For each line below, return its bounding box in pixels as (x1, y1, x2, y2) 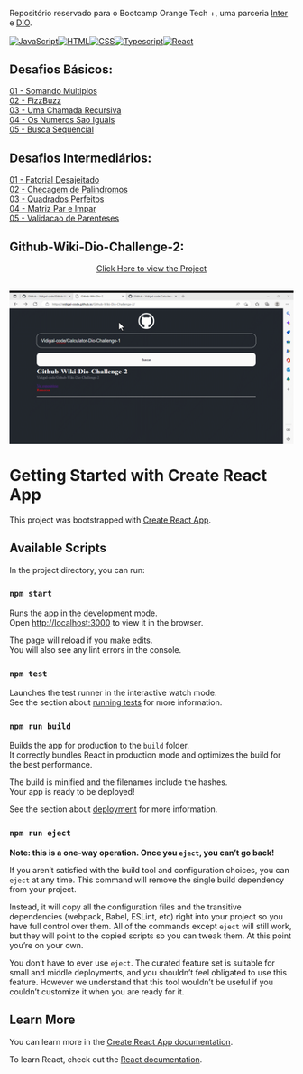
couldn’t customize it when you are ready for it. (9, 985, 185, 997)
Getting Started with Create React (9, 466, 268, 485)
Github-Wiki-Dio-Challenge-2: (9, 239, 185, 254)
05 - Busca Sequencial (9, 124, 95, 135)
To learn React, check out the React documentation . (9, 1053, 203, 1065)
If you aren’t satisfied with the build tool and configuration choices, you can (9, 864, 290, 875)
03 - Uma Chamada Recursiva (9, 105, 122, 116)
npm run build (9, 721, 71, 731)
